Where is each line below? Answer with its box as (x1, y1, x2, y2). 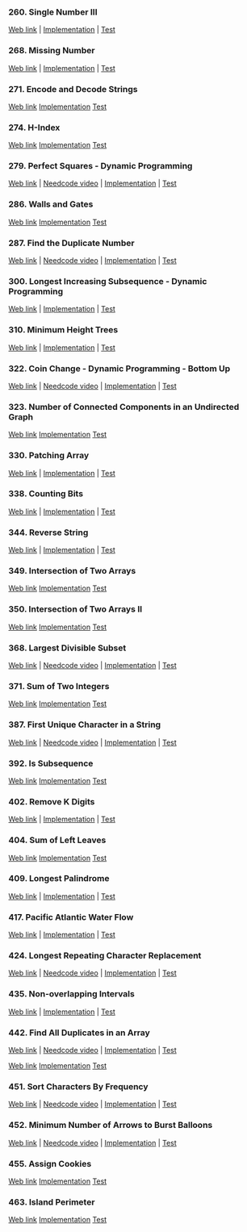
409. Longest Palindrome (8, 873, 110, 884)
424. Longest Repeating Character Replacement (8, 950, 202, 962)
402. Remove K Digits (8, 796, 95, 807)
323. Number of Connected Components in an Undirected (8, 401, 240, 412)
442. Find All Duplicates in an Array (8, 1027, 151, 1038)
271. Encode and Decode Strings (8, 83, 138, 94)
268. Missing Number (8, 45, 95, 56)
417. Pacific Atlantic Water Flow (8, 911, 134, 922)
